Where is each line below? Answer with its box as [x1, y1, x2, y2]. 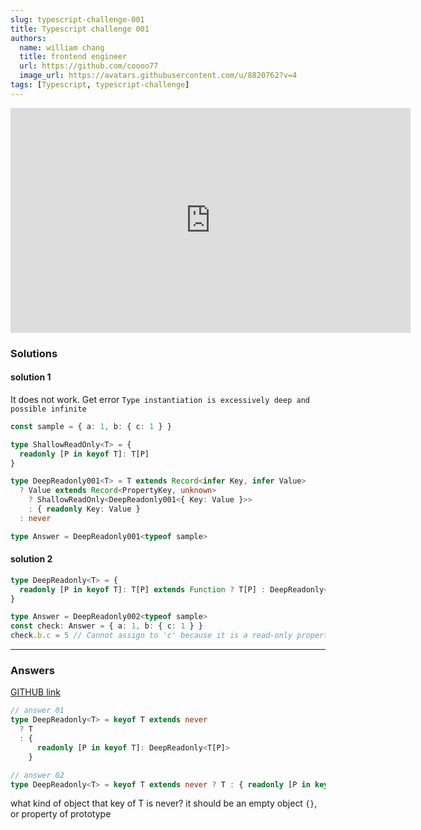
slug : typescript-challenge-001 [10, 14, 145, 25]
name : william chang [19, 42, 105, 53]
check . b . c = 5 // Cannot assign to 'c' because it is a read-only [10, 631, 293, 641]
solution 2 [10, 553, 53, 565]
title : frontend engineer [19, 52, 128, 62]
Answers [10, 664, 55, 677]
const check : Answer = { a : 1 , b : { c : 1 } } [10, 621, 203, 631]
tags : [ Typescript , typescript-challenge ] [10, 80, 190, 90]
